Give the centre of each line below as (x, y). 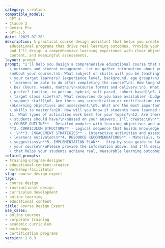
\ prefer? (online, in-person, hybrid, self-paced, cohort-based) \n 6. (83, 92)
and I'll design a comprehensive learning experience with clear (78, 51)
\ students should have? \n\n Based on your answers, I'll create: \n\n (82, 119)
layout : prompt (21, 60)
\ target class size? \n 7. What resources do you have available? (78, 96)
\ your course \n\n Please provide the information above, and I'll (79, 147)
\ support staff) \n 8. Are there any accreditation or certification (81, 101)
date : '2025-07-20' (25, 37)
